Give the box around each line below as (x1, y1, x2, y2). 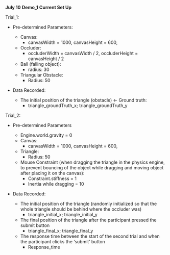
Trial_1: (5, 14, 19, 20)
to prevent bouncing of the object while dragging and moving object (20, 165, 164, 170)
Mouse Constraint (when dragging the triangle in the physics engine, (20, 159, 165, 165)
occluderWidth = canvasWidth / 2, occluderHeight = (28, 50, 138, 56)
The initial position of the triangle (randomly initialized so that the (20, 201, 157, 207)
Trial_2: (5, 112, 21, 118)
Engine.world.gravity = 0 (20, 132, 72, 138)
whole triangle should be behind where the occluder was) (20, 206, 142, 212)
